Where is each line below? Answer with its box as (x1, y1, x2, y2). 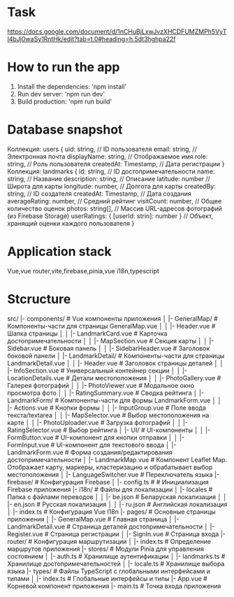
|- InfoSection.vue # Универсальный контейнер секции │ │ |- (7, 366, 187, 375)
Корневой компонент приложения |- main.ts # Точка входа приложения (7, 582, 221, 590)
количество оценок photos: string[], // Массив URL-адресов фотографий (7, 204, 222, 213)
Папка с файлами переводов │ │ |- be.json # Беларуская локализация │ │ (7, 492, 227, 501)
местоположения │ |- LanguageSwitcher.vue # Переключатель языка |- (7, 470, 220, 479)
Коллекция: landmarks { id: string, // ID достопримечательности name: (7, 167, 215, 175)
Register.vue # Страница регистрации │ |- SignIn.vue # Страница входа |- (7, 529, 226, 538)
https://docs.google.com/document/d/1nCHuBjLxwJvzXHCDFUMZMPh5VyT (7, 27, 227, 36)
